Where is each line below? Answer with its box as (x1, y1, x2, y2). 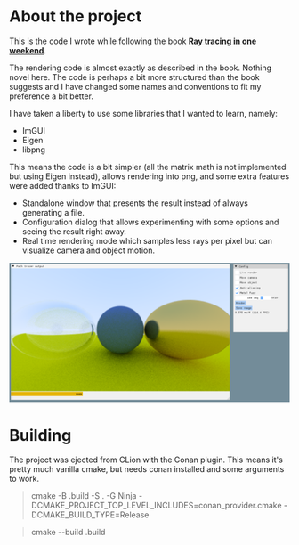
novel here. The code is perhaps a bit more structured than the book (9, 71, 260, 82)
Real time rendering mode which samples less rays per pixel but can (21, 235, 273, 246)
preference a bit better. (9, 91, 93, 102)
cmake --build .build (30, 527, 106, 538)
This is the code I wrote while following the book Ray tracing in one (9, 36, 257, 46)
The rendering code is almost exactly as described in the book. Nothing (9, 62, 271, 73)
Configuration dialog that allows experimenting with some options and (21, 216, 279, 227)
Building (9, 425, 72, 445)
